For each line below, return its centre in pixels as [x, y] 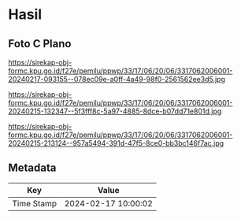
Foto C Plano [40, 44]
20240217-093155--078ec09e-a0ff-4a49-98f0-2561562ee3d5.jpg [117, 79]
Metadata [32, 168]
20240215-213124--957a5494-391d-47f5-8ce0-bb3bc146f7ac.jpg [116, 143]
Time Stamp [35, 203]
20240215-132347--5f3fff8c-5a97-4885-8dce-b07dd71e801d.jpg [115, 111]
